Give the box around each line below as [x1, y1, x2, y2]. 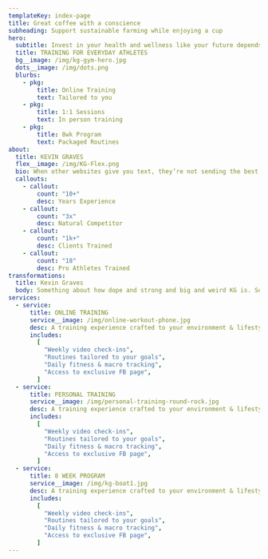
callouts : [15, 175, 48, 184]
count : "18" [37, 256, 77, 264]
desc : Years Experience [37, 197, 116, 205]
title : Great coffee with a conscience [8, 19, 141, 27]
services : [8, 294, 41, 302]
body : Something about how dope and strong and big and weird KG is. [15, 287, 251, 295]
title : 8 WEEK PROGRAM [29, 472, 105, 480]
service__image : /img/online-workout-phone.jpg [29, 316, 191, 324]
